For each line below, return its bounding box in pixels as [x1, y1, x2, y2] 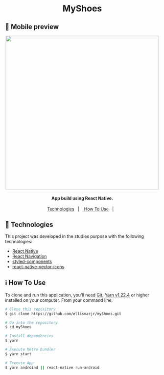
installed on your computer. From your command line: [5, 297, 113, 303]
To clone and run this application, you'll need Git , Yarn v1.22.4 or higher [5, 292, 149, 298]
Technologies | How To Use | [47, 206, 114, 212]
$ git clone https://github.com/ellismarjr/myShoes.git [5, 311, 121, 316]
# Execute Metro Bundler [5, 347, 56, 352]
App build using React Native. [51, 195, 114, 201]
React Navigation [12, 254, 47, 260]
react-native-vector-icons [12, 264, 65, 270]
